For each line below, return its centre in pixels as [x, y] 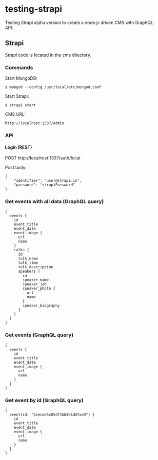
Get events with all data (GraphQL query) [54, 201]
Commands [19, 67]
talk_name [28, 259]
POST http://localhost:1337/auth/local [43, 158]
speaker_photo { [39, 289]
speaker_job [35, 285]
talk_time [28, 263]
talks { [21, 250]
